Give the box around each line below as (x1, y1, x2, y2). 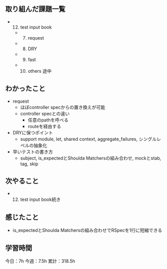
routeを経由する (27, 123, 61, 129)
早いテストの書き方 (12, 148, 53, 155)
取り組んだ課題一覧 (5, 5, 65, 14)
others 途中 (27, 68, 52, 74)
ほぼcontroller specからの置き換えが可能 (20, 104, 106, 110)
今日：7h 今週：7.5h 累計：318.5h (5, 258, 75, 264)
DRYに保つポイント (12, 129, 53, 136)
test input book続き (20, 196, 61, 202)
